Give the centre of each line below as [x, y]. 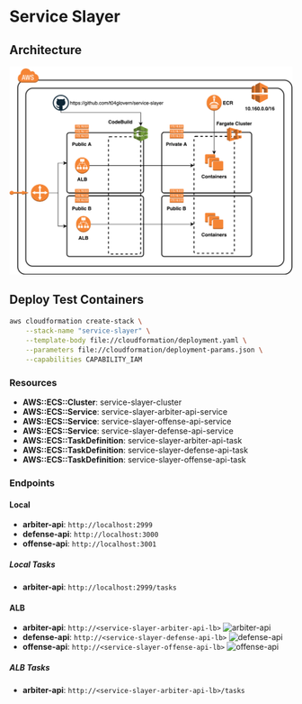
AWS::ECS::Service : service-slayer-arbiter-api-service [124, 412]
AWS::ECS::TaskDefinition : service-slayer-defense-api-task [135, 450]
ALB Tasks [30, 668]
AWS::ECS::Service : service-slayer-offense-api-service [127, 422]
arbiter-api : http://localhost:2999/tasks [99, 587]
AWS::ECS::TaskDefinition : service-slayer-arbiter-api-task [132, 441]
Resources [33, 382]
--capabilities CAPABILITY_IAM [84, 359]
